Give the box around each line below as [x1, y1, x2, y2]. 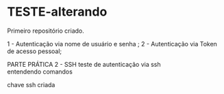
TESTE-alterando [7, 4, 108, 20]
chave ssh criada [7, 80, 55, 89]
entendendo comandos [7, 67, 73, 76]
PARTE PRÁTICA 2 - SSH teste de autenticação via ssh [7, 60, 161, 68]
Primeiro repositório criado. [7, 27, 84, 35]
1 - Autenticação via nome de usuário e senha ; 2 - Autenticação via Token [7, 40, 218, 48]
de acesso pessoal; [7, 47, 62, 55]
